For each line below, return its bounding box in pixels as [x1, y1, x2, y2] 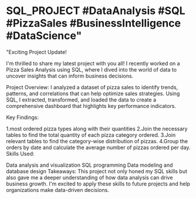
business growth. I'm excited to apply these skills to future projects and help [6, 180, 191, 187]
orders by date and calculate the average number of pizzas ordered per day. [6, 144, 191, 151]
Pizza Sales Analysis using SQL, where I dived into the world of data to [6, 66, 177, 73]
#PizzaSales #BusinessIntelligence [6, 16, 181, 30]
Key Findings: [6, 113, 39, 121]
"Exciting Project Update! [6, 48, 67, 55]
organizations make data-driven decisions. [6, 186, 110, 193]
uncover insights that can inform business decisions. [6, 72, 134, 79]
